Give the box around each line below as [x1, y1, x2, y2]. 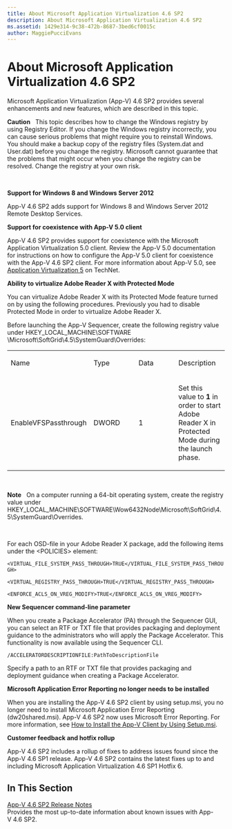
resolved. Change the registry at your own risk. [7, 162, 142, 171]
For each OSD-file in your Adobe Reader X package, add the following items [7, 540, 224, 548]
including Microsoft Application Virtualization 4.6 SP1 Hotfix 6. [7, 762, 183, 770]
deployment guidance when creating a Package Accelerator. [7, 672, 180, 680]
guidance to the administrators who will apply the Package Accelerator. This [7, 631, 224, 640]
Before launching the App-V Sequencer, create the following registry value [7, 321, 220, 329]
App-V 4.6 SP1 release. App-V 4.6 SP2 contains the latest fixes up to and [7, 755, 214, 763]
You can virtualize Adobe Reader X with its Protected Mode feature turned [7, 293, 218, 302]
